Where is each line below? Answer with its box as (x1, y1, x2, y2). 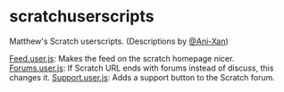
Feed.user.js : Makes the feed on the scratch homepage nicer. (9, 53, 235, 63)
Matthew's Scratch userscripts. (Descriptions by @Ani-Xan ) (9, 36, 230, 46)
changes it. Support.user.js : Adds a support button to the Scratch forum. (9, 71, 275, 82)
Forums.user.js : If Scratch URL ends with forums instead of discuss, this (9, 63, 274, 73)
